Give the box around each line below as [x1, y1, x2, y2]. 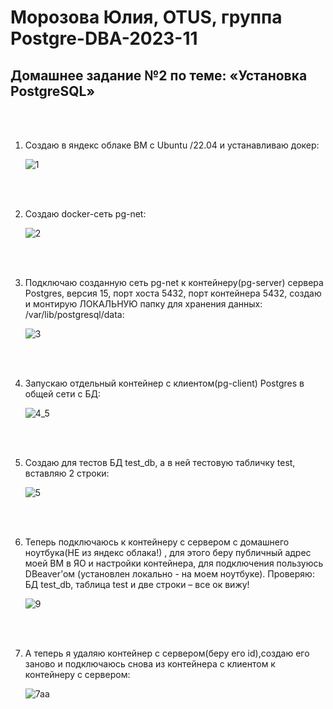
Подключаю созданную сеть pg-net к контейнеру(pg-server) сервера [24, 277, 324, 288]
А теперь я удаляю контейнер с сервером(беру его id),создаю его [24, 647, 310, 659]
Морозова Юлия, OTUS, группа [10, 6, 283, 29]
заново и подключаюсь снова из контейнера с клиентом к [24, 658, 276, 670]
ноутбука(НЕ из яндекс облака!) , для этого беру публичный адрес [24, 547, 312, 558]
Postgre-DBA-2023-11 [10, 27, 198, 50]
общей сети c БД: [24, 388, 101, 400]
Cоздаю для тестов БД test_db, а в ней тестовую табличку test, [24, 457, 296, 468]
